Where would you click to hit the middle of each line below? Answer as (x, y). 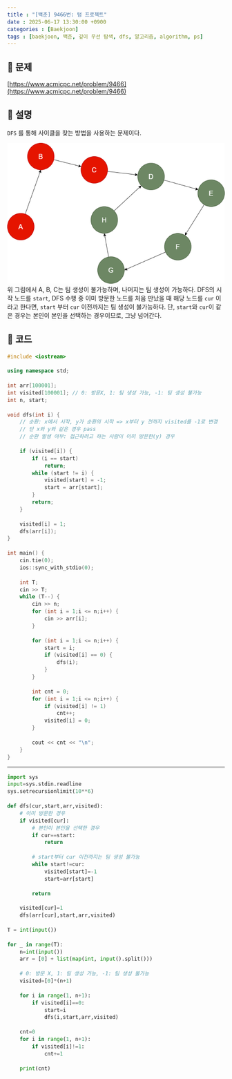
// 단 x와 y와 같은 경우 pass (58, 429)
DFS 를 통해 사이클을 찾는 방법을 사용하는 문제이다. (74, 133)
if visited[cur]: (45, 821)
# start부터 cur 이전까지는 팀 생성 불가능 (86, 857)
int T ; (29, 582)
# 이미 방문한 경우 (42, 813)
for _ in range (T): (35, 944)
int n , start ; (28, 400)
